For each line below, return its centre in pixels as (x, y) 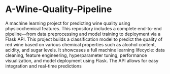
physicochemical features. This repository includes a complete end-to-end (83, 28)
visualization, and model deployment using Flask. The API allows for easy (82, 60)
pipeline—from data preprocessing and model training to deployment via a (83, 34)
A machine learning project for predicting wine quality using (68, 23)
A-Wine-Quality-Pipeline (59, 9)
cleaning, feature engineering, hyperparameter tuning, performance (76, 55)
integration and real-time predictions (44, 66)
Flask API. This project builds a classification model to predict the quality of (84, 39)
